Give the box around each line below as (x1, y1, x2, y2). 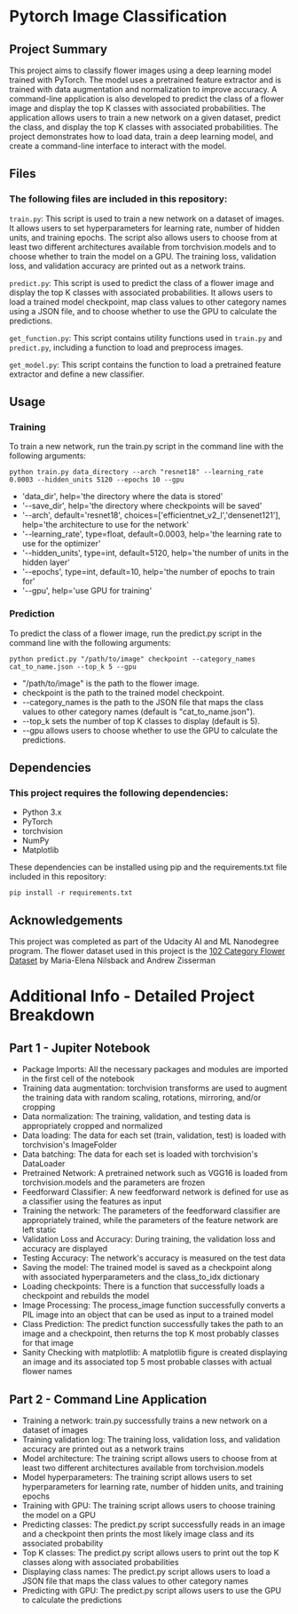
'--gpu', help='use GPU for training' (21, 585, 153, 596)
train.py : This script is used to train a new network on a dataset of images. (9, 213, 285, 224)
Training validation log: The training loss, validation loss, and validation (21, 1434, 281, 1444)
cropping (21, 1101, 56, 1112)
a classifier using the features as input (21, 1197, 162, 1207)
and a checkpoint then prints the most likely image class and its (21, 1528, 255, 1538)
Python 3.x (21, 807, 62, 818)
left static (21, 1224, 57, 1236)
